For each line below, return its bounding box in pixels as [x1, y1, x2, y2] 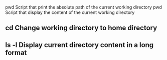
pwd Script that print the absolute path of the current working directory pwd [5, 4, 162, 10]
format [5, 48, 27, 57]
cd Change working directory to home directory [5, 24, 157, 32]
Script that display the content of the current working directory [5, 9, 135, 15]
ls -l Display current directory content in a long [5, 41, 154, 49]
